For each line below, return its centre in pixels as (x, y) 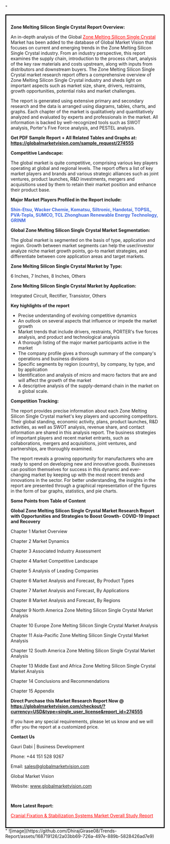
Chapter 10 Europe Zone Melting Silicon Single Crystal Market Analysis (84, 625)
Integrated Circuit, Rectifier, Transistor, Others (58, 296)
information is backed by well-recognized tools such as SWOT (76, 122)
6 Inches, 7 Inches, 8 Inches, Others (48, 276)
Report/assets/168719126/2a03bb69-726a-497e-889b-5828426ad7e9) (80, 836)
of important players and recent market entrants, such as (70, 438)
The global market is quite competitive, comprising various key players (84, 163)
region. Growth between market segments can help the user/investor (82, 245)
